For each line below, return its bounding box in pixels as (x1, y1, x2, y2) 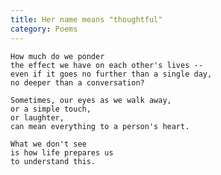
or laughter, (10, 112, 65, 123)
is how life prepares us (10, 147, 114, 158)
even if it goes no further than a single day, (10, 69, 213, 79)
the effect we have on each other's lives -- (10, 60, 203, 70)
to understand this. (10, 156, 97, 166)
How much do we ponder (10, 51, 105, 61)
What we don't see (10, 139, 87, 149)
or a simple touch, (10, 104, 92, 114)
